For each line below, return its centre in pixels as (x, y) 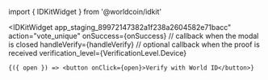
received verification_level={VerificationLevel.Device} (98, 53)
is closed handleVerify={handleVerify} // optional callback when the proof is (134, 44)
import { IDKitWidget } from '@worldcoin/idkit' (85, 12)
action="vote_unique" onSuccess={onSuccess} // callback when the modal (134, 36)
